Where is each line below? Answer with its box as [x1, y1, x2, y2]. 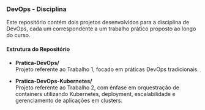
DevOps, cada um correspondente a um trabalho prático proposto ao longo [6, 25, 196, 32]
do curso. [6, 32, 31, 39]
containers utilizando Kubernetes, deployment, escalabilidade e [15, 90, 176, 97]
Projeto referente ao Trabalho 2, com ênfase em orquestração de [15, 84, 179, 91]
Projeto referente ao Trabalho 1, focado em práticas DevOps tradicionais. [15, 66, 199, 73]
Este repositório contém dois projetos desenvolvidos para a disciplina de [6, 19, 190, 26]
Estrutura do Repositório [6, 45, 70, 53]
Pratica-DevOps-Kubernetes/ [15, 77, 93, 84]
